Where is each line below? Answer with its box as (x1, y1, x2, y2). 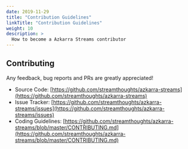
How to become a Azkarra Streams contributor (11, 36, 127, 42)
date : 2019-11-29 (6, 8, 49, 15)
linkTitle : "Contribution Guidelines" (6, 20, 102, 26)
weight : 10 (6, 25, 33, 32)
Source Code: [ (14, 86, 52, 93)
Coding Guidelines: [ (14, 117, 65, 125)
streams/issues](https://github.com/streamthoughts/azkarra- (14, 105, 165, 112)
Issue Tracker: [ (14, 98, 54, 105)
